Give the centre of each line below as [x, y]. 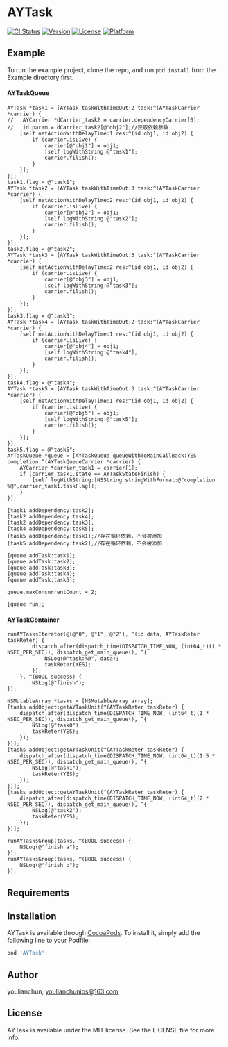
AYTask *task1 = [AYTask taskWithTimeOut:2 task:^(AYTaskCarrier [103, 108]
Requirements [38, 892]
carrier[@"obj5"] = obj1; [81, 413]
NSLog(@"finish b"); [49, 866]
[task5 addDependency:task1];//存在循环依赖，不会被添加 [85, 536]
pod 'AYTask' [26, 953]
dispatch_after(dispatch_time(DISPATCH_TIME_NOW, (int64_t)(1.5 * [117, 756]
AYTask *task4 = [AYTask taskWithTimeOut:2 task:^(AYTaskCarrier [103, 322]
